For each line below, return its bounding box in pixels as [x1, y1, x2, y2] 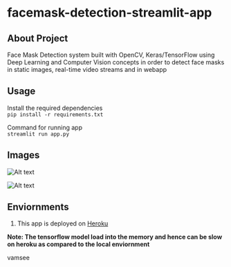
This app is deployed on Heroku [17, 219, 109, 228]
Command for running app [7, 123, 83, 131]
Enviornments [7, 201, 69, 213]
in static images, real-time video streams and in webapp [7, 66, 167, 73]
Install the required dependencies [7, 104, 103, 112]
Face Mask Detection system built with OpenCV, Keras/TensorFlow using [7, 50, 215, 59]
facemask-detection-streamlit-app [7, 5, 212, 21]
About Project [7, 33, 68, 44]
